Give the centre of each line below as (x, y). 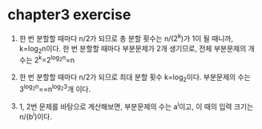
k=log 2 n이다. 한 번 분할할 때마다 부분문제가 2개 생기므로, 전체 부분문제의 (133, 49)
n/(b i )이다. (36, 116)
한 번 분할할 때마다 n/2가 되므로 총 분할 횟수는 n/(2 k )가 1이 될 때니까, (126, 38)
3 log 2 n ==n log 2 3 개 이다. (55, 88)
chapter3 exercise (69, 15)
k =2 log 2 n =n (57, 59)
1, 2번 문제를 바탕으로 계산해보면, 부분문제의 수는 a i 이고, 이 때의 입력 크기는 (136, 106)
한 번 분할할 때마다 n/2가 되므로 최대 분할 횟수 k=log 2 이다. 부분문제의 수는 (135, 78)
